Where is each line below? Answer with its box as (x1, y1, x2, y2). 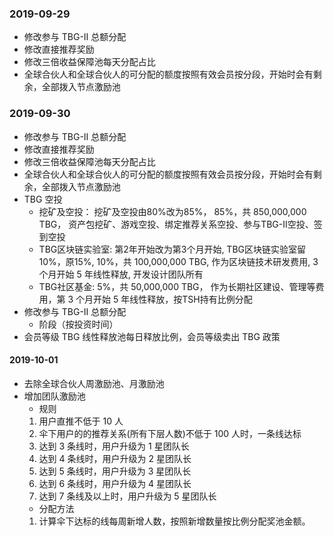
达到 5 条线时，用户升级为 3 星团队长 (38, 465, 192, 477)
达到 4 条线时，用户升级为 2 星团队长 (38, 452, 192, 464)
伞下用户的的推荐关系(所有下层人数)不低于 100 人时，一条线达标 (38, 427, 302, 439)
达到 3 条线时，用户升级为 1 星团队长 (38, 440, 190, 452)
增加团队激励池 (23, 390, 86, 402)
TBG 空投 (23, 193, 63, 205)
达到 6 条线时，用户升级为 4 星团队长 (38, 477, 192, 489)
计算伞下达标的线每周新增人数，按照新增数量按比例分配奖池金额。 (38, 515, 311, 527)
